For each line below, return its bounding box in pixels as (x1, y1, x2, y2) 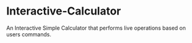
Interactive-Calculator (6, 4, 121, 18)
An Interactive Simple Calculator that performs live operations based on (6, 24, 186, 31)
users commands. (6, 30, 52, 38)
